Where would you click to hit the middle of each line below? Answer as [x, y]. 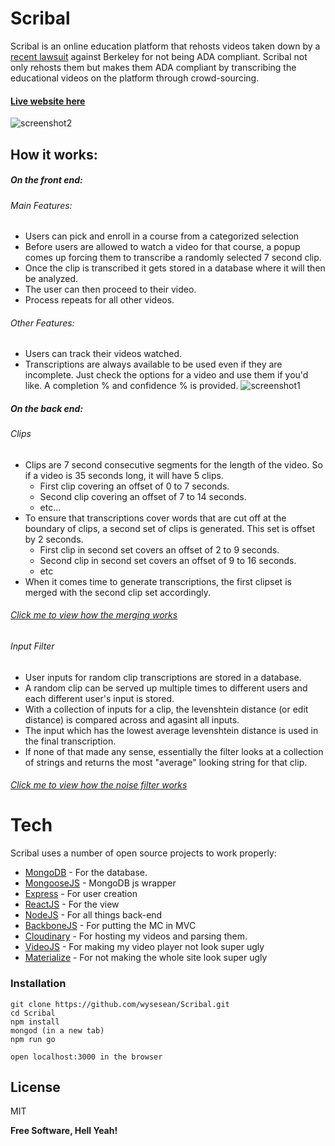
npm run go [33, 1039]
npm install [35, 1022]
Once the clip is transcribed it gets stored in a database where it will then [175, 268]
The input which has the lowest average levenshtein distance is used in [171, 730]
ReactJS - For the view [72, 904]
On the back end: [47, 408]
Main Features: [41, 205]
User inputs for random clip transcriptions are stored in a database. [163, 677]
